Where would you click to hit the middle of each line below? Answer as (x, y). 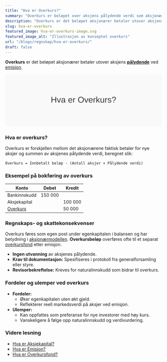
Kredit (72, 188)
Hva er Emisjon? (29, 349)
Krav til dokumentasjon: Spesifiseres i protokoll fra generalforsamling (84, 259)
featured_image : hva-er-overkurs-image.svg (51, 32)
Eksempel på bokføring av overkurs (49, 175)
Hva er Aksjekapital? (33, 344)
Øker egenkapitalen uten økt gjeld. (55, 299)
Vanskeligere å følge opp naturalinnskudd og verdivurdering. (82, 320)
